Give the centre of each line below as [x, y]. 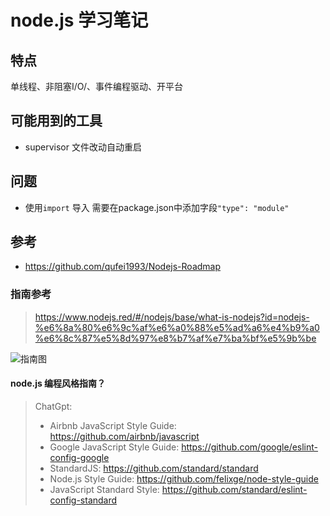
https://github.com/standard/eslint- [234, 489]
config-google [79, 457]
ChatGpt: [53, 406]
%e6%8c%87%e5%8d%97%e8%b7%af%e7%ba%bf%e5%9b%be [175, 338]
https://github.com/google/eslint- [250, 447]
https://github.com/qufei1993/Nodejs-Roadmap [123, 267]
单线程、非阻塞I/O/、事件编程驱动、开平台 [96, 86]
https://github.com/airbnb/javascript [124, 436]
